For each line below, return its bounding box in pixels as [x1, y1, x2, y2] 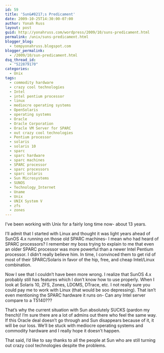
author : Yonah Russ [5, 21, 45, 26]
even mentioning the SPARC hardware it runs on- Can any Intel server [5, 292, 146, 298]
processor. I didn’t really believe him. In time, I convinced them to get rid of [5, 252, 156, 257]
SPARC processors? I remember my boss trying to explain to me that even [5, 241, 154, 247]
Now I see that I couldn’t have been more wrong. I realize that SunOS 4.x [5, 272, 152, 277]
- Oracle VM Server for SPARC [9, 126, 71, 130]
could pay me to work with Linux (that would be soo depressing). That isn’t [5, 287, 156, 293]
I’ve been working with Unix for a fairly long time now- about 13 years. [5, 221, 147, 227]
